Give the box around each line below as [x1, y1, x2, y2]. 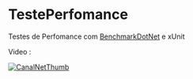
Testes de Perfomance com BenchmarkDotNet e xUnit [8, 32, 185, 41]
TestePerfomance [8, 6, 129, 24]
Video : [8, 47, 32, 56]
